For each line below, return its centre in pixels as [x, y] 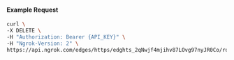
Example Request [32, 10]
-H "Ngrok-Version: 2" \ [43, 43]
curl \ [16, 24]
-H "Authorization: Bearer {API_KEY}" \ [66, 37]
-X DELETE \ [24, 31]
